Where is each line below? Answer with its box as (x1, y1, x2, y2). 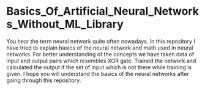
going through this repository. (6, 77, 81, 84)
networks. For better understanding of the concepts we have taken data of (6, 50, 195, 58)
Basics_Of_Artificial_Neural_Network (6, 4, 199, 18)
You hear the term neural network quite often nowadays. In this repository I (6, 37, 196, 45)
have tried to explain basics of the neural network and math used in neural (6, 44, 194, 51)
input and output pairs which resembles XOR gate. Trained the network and (6, 57, 196, 64)
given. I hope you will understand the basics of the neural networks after (6, 70, 190, 77)
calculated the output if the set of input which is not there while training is (6, 63, 192, 71)
